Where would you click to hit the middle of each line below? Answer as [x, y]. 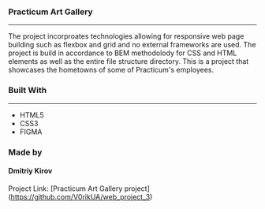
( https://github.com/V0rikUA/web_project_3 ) [80, 196]
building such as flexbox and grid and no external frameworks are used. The [132, 45]
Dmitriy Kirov [30, 171]
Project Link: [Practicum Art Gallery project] [79, 188]
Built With [28, 91]
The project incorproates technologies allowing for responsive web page [126, 36]
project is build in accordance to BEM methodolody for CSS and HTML [123, 53]
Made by [25, 152]
